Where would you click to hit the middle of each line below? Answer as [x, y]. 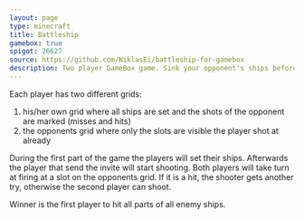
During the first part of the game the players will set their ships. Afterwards [149, 157]
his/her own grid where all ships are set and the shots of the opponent [153, 111]
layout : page [34, 18]
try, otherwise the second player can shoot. [90, 186]
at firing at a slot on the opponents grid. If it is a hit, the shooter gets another [152, 176]
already [37, 140]
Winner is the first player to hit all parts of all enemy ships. [118, 204]
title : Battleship [44, 34]
